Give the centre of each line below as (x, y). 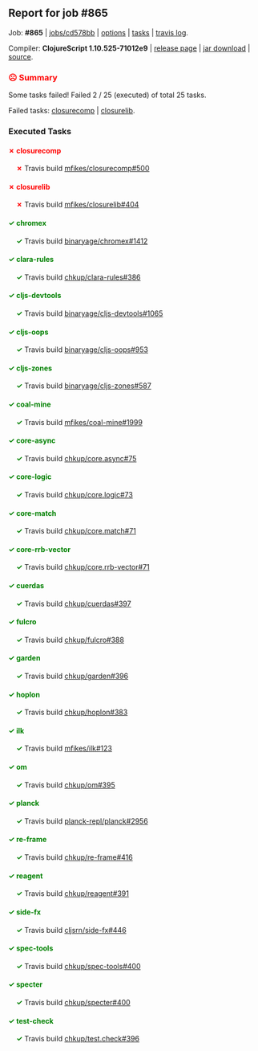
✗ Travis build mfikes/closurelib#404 (77, 205)
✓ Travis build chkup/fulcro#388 (70, 640)
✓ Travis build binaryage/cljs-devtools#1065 (89, 313)
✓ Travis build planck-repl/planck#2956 (82, 821)
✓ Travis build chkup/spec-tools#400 (78, 966)
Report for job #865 (58, 13)
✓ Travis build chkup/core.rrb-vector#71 (83, 567)
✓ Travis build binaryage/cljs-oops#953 (82, 350)
